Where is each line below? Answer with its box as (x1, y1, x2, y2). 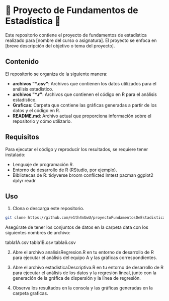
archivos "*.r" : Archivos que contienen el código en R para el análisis (12, 91, 157, 97)
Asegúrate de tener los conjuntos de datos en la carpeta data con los (5, 224, 148, 230)
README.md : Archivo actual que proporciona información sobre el (12, 113, 152, 119)
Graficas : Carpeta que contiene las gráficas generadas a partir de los (12, 102, 157, 108)
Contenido (5, 58, 39, 66)
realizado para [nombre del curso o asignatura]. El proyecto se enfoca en (5, 37, 157, 43)
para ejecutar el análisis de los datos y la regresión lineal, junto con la (12, 270, 157, 276)
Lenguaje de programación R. (12, 161, 74, 167)
